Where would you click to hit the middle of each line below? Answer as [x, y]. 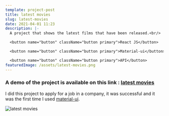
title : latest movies [28, 15]
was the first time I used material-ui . [43, 99]
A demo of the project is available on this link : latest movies [80, 82]
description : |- [22, 29]
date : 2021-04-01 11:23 [30, 24]
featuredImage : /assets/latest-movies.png [50, 65]
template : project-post [30, 10]
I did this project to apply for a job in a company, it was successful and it [80, 93]
